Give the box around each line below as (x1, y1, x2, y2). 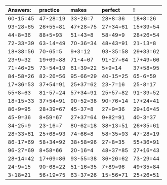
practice (39, 7, 60, 13)
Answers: (8, 7, 31, 13)
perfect (102, 7, 120, 13)
